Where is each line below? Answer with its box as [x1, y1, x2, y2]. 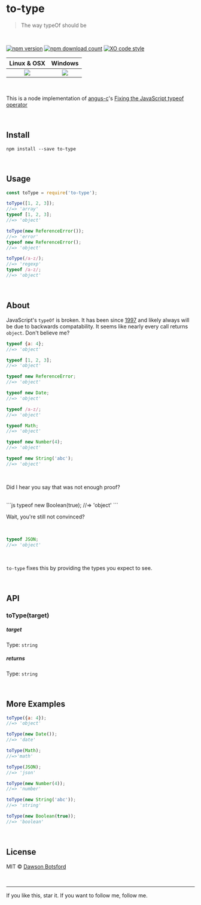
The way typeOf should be [20, 22, 87, 29]
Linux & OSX [9, 59, 46, 67]
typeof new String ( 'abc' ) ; [6, 455, 74, 461]
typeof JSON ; [6, 536, 39, 542]
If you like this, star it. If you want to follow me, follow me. [6, 892, 148, 899]
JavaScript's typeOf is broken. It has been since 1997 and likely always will [6, 316, 190, 324]
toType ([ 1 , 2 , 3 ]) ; [6, 200, 55, 207]
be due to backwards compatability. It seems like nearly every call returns [6, 322, 188, 330]
